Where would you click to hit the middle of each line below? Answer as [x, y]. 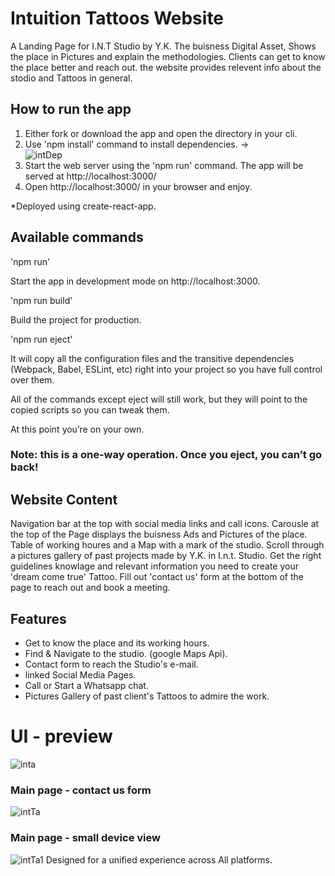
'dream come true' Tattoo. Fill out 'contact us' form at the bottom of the [157, 577]
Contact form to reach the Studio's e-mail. [111, 664]
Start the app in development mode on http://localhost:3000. [135, 281]
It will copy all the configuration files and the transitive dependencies [152, 358]
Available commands [77, 237]
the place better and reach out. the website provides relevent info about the [166, 67]
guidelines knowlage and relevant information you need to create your [154, 566]
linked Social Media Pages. [80, 675]
